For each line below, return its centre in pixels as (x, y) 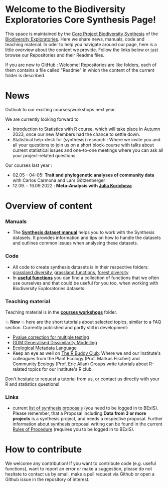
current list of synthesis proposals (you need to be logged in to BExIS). (86, 408)
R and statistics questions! (32, 384)
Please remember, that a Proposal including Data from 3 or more (79, 413)
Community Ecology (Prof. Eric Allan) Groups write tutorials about (80, 364)
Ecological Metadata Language (44, 348)
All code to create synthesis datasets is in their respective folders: (80, 267)
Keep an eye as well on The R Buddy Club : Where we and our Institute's (87, 353)
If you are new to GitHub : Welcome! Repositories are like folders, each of (81, 65)
